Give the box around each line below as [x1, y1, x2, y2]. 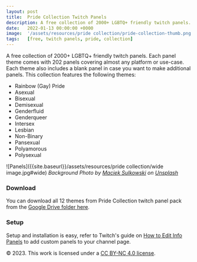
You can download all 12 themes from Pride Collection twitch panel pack [6, 197, 182, 204]
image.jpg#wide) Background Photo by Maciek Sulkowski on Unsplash [6, 169, 179, 176]
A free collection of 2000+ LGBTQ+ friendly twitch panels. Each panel [6, 53, 176, 59]
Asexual [14, 89, 34, 96]
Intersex [14, 120, 35, 127]
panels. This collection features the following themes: [6, 71, 136, 78]
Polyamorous [14, 145, 47, 152]
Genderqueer [14, 114, 47, 121]
